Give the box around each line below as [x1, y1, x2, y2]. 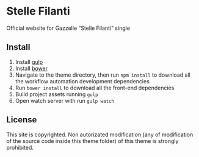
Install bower [15, 65, 48, 72]
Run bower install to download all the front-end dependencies [15, 84, 175, 91]
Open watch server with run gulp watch [15, 97, 115, 104]
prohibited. [6, 144, 34, 151]
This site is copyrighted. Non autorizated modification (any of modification [6, 131, 194, 138]
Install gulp [15, 58, 43, 65]
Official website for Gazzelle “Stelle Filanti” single [6, 24, 130, 32]
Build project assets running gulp [15, 90, 99, 98]
